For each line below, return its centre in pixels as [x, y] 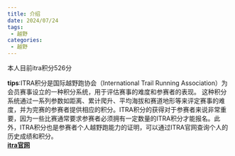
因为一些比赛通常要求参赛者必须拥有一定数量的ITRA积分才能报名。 [117, 118]
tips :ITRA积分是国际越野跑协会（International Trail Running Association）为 [118, 83]
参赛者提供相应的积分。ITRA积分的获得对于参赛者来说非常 [136, 110]
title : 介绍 [24, 14]
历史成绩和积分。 [32, 136]
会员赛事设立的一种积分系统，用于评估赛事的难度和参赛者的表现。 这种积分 [117, 92]
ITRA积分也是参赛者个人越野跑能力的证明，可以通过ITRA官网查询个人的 [124, 127]
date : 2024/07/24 [33, 21]
